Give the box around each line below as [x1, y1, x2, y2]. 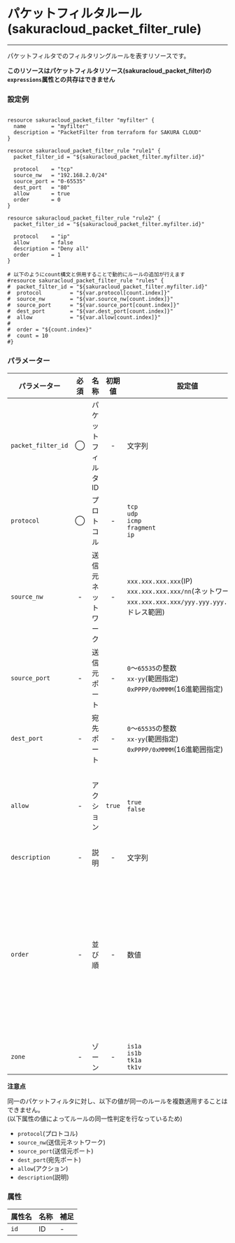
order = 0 [13, 197, 61, 204]
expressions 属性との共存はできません [7, 75, 115, 83]
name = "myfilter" [13, 123, 90, 130]
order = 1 [13, 252, 61, 259]
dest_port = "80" [13, 184, 71, 192]
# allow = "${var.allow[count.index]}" [7, 314, 161, 321]
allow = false [13, 239, 73, 246]
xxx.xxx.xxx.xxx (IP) [127, 576, 193, 585]
